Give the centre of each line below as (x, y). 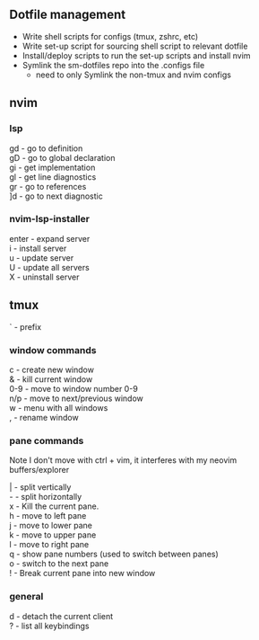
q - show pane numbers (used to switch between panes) (114, 554)
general (26, 597)
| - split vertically (40, 487)
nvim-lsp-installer (49, 219)
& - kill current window (51, 379)
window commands (53, 350)
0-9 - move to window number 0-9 (74, 388)
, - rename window (44, 417)
